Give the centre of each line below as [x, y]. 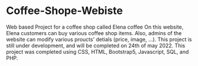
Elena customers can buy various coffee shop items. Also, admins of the [94, 33]
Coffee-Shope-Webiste [65, 11]
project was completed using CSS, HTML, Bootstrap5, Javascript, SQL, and [98, 51]
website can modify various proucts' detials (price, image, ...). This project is [99, 39]
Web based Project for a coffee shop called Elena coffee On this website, [95, 27]
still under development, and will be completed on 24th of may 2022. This [96, 46]
